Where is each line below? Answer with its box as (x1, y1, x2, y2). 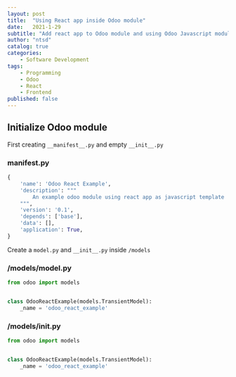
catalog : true (7, 43, 49, 50)
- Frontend (20, 89, 52, 96)
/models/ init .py (7, 321, 61, 331)
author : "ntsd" (7, 37, 52, 44)
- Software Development (20, 56, 90, 63)
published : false (7, 96, 58, 103)
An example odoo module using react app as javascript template (32, 193, 225, 201)
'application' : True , (20, 226, 83, 233)
